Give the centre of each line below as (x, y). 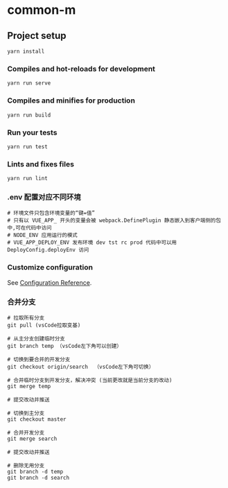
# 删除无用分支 (26, 466)
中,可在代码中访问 (29, 228)
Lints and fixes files (41, 164)
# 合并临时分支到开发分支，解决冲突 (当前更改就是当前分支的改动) (90, 381)
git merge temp (29, 387)
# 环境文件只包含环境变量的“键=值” (51, 214)
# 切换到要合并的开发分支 (39, 360)
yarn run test (28, 147)
